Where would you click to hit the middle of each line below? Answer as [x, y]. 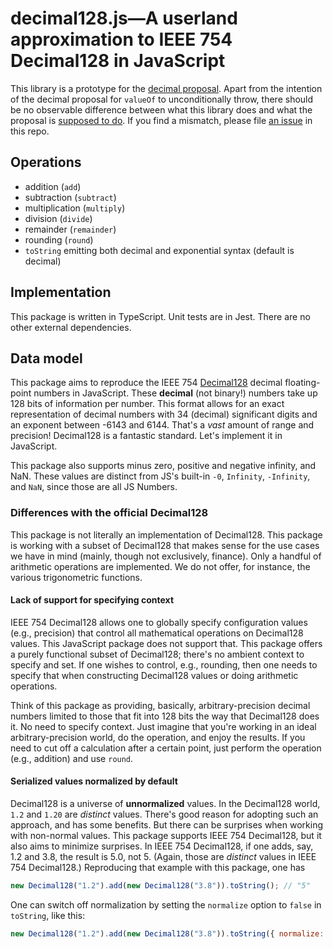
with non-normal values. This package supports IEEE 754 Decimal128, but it [166, 836]
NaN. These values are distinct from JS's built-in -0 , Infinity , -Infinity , [160, 476]
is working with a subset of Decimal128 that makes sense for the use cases [165, 545]
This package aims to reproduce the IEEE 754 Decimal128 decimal [146, 383]
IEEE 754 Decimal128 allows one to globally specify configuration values [159, 622]
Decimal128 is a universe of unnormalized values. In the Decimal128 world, [165, 804]
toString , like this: [48, 915]
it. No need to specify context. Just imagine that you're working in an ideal [163, 726]
